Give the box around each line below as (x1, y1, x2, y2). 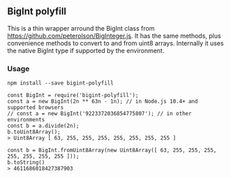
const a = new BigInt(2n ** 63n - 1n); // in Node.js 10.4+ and (7, 98, 198, 105)
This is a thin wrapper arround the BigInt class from (7, 24, 155, 32)
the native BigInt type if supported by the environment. (7, 46, 165, 54)
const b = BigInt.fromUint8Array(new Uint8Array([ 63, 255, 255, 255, (7, 147, 217, 154)
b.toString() (7, 159, 45, 166)
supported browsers (7, 104, 64, 111)
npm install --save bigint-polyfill (7, 80, 114, 87)
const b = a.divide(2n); (7, 122, 80, 130)
